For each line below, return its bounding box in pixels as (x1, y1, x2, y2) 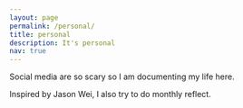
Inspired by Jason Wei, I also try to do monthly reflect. (9, 89, 211, 100)
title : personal (9, 30, 71, 39)
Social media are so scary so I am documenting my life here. (9, 71, 235, 82)
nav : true (9, 47, 47, 56)
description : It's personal (9, 38, 116, 48)
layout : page (9, 13, 59, 22)
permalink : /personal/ (9, 22, 95, 31)
